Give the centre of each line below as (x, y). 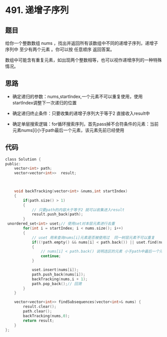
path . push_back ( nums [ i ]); (58, 274)
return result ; (39, 321)
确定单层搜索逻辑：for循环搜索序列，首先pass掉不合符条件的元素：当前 (85, 124)
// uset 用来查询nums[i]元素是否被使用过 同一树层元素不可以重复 (93, 238)
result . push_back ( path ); (57, 214)
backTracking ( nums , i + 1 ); (60, 279)
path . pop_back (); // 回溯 (57, 284)
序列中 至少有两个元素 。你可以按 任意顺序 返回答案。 (60, 49)
